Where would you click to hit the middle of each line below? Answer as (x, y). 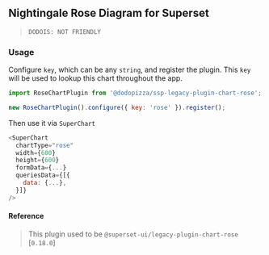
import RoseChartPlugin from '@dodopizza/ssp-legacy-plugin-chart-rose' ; (135, 93)
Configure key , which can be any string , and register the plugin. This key (130, 70)
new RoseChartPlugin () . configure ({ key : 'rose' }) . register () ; (117, 107)
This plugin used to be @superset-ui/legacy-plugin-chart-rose (133, 234)
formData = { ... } (41, 168)
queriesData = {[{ (43, 176)
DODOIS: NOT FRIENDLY (64, 31)
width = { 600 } (36, 153)
